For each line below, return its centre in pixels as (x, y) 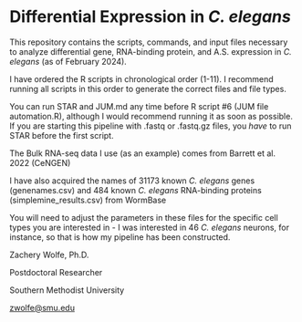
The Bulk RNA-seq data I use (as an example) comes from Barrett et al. (143, 153)
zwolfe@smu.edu (42, 307)
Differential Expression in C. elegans (151, 17)
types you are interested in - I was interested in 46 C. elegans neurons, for (150, 227)
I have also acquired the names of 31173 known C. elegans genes (132, 181)
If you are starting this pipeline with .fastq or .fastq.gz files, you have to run (151, 126)
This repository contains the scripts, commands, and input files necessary (149, 42)
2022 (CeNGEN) (40, 162)
